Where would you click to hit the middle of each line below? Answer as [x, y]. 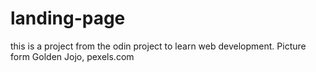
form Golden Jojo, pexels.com [72, 56]
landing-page [68, 18]
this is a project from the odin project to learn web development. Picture [158, 46]
